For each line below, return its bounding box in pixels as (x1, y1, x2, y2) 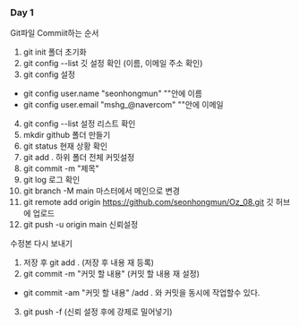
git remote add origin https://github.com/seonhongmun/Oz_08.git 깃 (22, 197, 274, 208)
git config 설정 (22, 69, 75, 80)
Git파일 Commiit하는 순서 (10, 28, 99, 39)
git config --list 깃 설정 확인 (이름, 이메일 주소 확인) (22, 58, 203, 69)
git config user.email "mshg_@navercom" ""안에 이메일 (22, 99, 224, 110)
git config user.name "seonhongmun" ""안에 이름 (22, 88, 202, 99)
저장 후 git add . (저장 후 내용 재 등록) (22, 257, 155, 268)
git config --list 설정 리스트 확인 (22, 118, 136, 129)
